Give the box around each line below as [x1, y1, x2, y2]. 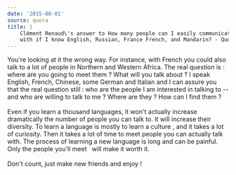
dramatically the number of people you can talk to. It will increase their [7, 115, 211, 123]
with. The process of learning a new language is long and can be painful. [7, 137, 218, 146]
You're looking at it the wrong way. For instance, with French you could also [7, 55, 227, 64]
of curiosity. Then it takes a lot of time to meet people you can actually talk [7, 130, 223, 139]
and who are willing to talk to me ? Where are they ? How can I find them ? [7, 92, 222, 101]
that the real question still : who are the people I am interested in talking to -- [7, 85, 229, 94]
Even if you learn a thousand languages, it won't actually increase [7, 108, 198, 116]
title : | [7, 23, 33, 30]
